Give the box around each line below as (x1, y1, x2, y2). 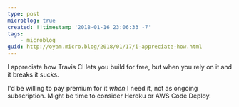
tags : (7, 30, 24, 38)
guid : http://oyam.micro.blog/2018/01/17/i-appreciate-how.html (7, 43, 203, 50)
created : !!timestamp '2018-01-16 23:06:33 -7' (7, 23, 152, 30)
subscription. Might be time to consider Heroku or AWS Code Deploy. (7, 91, 212, 100)
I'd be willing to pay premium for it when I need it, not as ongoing (7, 84, 198, 92)
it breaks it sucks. (7, 70, 59, 79)
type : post (7, 10, 40, 18)
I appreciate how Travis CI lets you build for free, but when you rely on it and (7, 63, 233, 71)
